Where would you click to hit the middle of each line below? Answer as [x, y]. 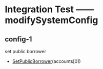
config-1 [18, 39]
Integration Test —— [49, 9]
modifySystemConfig [51, 20]
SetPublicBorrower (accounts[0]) [46, 61]
